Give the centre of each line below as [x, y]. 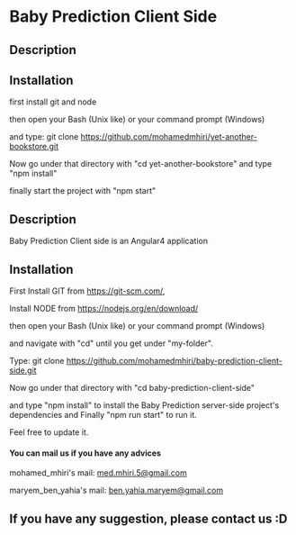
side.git [23, 370]
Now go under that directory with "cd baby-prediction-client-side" [132, 388]
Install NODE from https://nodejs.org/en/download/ [104, 309]
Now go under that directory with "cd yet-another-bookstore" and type [141, 164]
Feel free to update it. [49, 432]
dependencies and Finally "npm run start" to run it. [103, 415]
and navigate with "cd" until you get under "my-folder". [111, 343]
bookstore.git [34, 147]
